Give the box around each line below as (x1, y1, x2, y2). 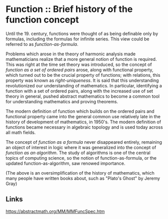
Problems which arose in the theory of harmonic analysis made (5, 51, 136, 57)
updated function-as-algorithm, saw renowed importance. (5, 160, 125, 166)
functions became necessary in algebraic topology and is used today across (5, 124, 163, 130)
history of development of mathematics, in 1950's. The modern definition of (5, 119, 161, 125)
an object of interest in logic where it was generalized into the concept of (5, 144, 156, 150)
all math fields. (5, 129, 36, 135)
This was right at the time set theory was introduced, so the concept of (5, 61, 152, 67)
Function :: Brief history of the (5, 3, 133, 15)
